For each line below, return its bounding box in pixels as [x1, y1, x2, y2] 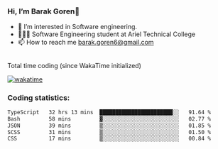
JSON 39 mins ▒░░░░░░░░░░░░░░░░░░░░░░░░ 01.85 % [7, 122, 212, 129]
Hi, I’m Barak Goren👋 [7, 6, 80, 16]
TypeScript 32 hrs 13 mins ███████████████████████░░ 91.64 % [7, 109, 212, 116]
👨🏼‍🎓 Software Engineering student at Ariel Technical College [17, 30, 196, 38]
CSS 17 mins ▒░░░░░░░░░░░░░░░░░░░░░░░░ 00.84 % [7, 135, 212, 143]
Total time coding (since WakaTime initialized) [7, 61, 142, 70]
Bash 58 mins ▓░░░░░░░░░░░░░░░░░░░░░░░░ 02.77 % [7, 115, 212, 123]
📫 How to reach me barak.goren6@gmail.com [17, 38, 154, 47]
